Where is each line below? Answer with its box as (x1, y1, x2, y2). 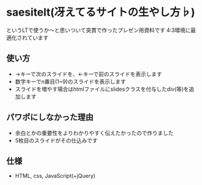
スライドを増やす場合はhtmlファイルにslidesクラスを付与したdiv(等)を (14, 85, 189, 92)
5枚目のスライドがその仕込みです (14, 136, 98, 144)
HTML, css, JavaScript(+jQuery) (14, 172, 96, 180)
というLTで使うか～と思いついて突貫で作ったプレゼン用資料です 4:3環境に (6, 26, 191, 34)
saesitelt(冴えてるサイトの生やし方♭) (6, 5, 195, 19)
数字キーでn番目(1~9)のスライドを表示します (14, 77, 127, 85)
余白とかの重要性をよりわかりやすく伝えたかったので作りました (14, 129, 174, 136)
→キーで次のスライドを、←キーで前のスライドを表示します (14, 70, 162, 77)
